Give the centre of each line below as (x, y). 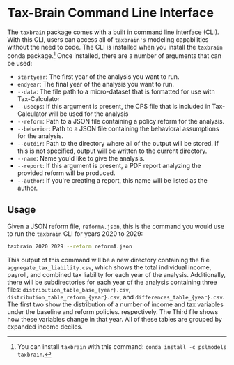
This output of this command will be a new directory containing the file (109, 260)
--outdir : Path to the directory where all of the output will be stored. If (118, 143)
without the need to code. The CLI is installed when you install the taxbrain (115, 47)
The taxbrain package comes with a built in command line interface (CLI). (113, 32)
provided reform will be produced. (66, 173)
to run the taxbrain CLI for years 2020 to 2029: (75, 234)
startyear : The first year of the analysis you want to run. (98, 76)
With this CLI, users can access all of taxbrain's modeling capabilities (108, 39)
